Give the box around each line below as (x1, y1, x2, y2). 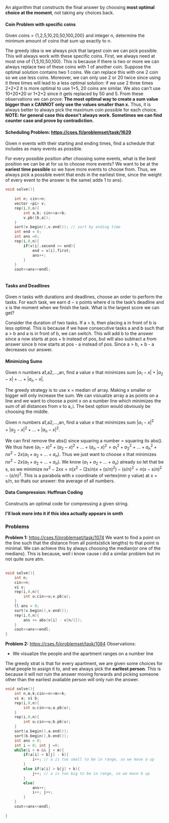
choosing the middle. (5, 408, 49, 415)
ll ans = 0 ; (14, 603, 39, 609)
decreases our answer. (5, 347, 53, 353)
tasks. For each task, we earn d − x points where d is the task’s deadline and (5, 299, 164, 305)
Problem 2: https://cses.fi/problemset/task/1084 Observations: (5, 641, 136, 647)
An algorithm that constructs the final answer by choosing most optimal (5, 5, 155, 10)
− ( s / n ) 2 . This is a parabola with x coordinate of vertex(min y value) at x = (5, 471, 157, 478)
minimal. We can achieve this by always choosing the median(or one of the (5, 545, 161, 551)
